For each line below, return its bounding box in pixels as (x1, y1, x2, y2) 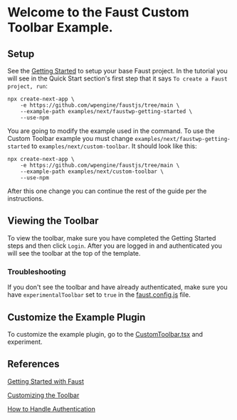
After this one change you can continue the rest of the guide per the (7, 187, 207, 195)
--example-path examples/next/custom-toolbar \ (20, 168, 164, 175)
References (7, 358, 60, 370)
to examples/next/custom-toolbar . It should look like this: (31, 142, 197, 150)
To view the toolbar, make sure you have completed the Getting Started (7, 233, 216, 242)
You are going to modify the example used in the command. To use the (7, 127, 215, 135)
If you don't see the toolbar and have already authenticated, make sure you (7, 283, 228, 292)
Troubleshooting (7, 266, 66, 276)
